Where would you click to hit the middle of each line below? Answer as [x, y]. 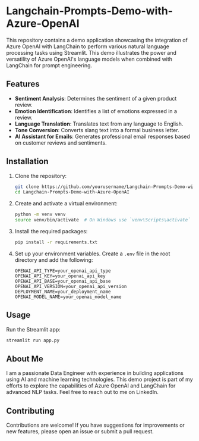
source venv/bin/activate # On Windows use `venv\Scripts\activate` [103, 220]
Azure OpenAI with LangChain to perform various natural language [88, 46]
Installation [27, 162]
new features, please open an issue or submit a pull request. [80, 431]
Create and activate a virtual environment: [66, 204]
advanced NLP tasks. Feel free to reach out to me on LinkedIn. [83, 392]
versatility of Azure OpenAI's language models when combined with [89, 59]
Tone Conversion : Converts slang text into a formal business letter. [97, 130]
